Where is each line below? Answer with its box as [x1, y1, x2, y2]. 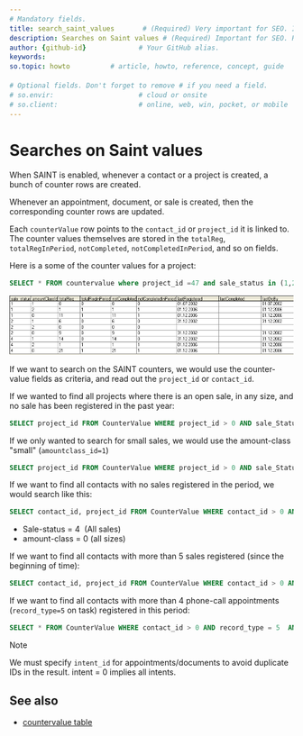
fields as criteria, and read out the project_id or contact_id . [31, 373, 254, 384]
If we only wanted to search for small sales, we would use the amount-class [9, 435, 291, 446]
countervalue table [22, 716, 93, 727]
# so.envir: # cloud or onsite [9, 90, 207, 99]
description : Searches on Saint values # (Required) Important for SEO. [9, 33, 289, 42]
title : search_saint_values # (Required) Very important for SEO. [9, 23, 289, 33]
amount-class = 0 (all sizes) [22, 533, 126, 544]
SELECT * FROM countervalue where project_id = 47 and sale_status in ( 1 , [9, 279, 293, 288]
